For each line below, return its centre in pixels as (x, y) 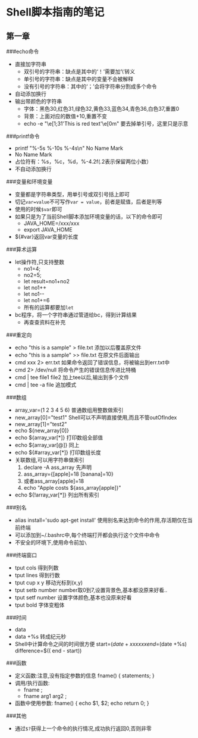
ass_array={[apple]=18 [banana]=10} (69, 474)
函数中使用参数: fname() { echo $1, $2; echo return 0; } (82, 703)
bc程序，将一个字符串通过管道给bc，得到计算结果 (76, 315)
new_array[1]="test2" (41, 424)
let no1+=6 (37, 300)
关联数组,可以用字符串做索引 (49, 460)
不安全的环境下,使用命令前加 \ (51, 542)
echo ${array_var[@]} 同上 (47, 445)
